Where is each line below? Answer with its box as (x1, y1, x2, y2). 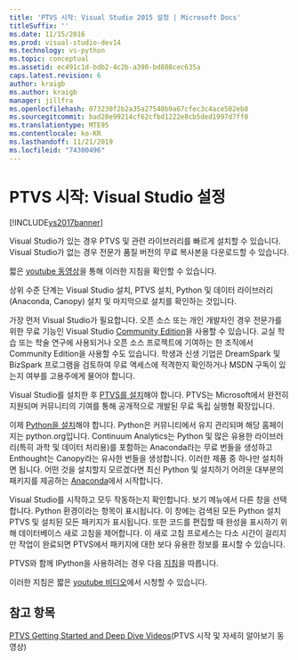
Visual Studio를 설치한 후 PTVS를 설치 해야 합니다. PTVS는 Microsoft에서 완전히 (9, 389, 289, 400)
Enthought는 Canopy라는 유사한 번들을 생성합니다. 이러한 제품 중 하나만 (9, 452, 261, 464)
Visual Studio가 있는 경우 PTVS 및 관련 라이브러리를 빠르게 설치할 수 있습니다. (9, 235, 282, 246)
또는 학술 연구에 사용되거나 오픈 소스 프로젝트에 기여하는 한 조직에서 (18, 336, 254, 348)
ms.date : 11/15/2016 (9, 29, 86, 38)
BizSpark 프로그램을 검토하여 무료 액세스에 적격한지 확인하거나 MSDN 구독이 (9, 359, 278, 370)
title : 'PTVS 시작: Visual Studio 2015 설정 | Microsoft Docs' (9, 12, 242, 22)
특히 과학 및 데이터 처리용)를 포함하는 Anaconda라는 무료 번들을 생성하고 (19, 441, 273, 452)
